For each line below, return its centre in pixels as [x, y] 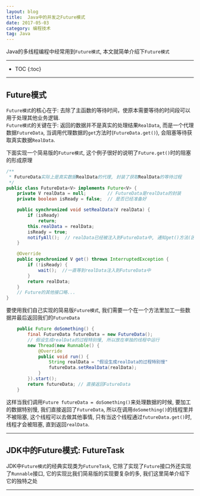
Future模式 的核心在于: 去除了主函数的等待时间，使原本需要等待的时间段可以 [98, 110]
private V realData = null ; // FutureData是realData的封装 [99, 194]
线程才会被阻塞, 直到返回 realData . [48, 424]
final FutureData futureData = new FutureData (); [90, 335]
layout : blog [22, 12]
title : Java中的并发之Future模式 [46, 17]
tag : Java [18, 34]
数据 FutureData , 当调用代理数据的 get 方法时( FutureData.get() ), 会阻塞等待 [97, 132]
